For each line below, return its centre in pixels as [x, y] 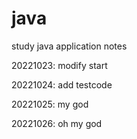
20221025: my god [50, 104]
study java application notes [69, 46]
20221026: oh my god [57, 123]
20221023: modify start [59, 65]
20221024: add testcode [62, 84]
